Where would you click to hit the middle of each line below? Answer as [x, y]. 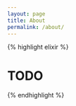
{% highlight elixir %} [38, 47]
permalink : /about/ [36, 27]
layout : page [26, 14]
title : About [26, 20]
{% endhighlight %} [36, 95]
